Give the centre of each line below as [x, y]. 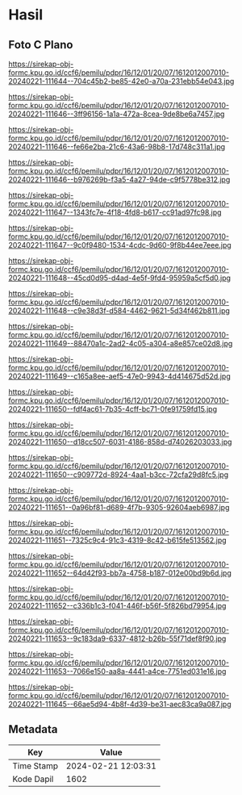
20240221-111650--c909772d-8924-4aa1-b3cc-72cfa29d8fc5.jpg [118, 475]
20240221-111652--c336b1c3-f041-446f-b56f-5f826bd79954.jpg [117, 606]
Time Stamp [35, 766]
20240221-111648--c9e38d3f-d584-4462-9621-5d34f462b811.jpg [119, 311]
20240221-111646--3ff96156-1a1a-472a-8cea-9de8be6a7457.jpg [117, 114]
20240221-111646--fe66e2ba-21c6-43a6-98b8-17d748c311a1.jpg [117, 146]
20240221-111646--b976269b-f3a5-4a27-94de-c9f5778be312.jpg [119, 180]
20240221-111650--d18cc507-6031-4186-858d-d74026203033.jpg [120, 442]
